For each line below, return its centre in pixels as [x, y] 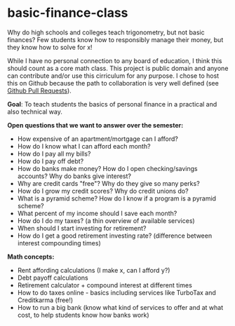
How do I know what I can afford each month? [84, 146]
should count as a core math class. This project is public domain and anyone [118, 68]
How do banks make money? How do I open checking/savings [107, 168]
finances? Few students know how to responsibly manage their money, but [115, 39]
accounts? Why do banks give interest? [74, 176]
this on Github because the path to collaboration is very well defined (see [113, 83]
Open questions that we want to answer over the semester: [95, 125]
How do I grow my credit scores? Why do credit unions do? [103, 191]
